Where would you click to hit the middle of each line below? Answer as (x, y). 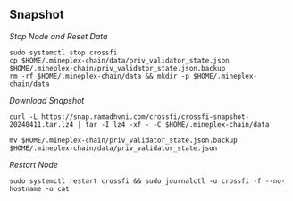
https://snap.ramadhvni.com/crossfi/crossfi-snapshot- (146, 117)
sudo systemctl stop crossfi (63, 53)
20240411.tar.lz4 (42, 124)
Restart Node (33, 164)
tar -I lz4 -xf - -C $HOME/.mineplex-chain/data (177, 124)
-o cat (57, 188)
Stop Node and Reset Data (59, 36)
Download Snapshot (47, 100)
